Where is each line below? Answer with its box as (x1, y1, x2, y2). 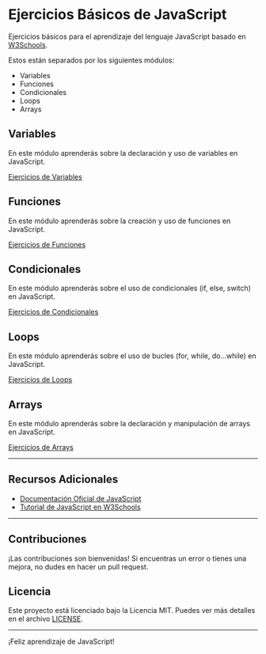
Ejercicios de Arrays (8, 443, 74, 452)
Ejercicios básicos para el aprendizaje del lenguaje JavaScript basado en (8, 32, 247, 41)
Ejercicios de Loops (8, 375, 73, 384)
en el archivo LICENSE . (8, 614, 83, 624)
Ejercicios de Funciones (8, 240, 86, 249)
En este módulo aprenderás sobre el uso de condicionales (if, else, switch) (8, 283, 252, 293)
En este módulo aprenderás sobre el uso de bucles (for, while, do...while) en (8, 351, 256, 361)
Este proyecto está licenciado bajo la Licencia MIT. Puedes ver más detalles (8, 606, 256, 615)
